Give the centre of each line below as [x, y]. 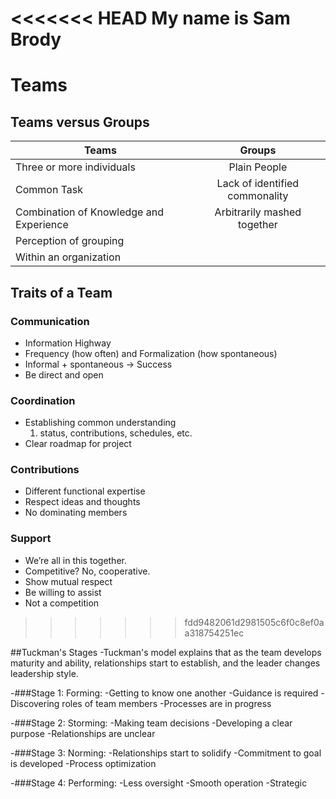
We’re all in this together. [75, 560]
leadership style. [44, 673]
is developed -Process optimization [83, 763]
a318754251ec [214, 633]
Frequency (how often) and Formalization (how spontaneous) [151, 353]
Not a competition [62, 603]
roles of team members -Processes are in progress [166, 703]
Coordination [43, 400]
